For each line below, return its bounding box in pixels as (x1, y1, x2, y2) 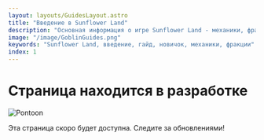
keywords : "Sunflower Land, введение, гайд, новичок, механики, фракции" (8, 41, 255, 49)
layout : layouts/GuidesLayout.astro (8, 11, 128, 20)
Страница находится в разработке (8, 82, 248, 100)
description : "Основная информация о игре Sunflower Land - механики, (8, 26, 244, 34)
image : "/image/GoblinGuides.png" (8, 33, 122, 42)
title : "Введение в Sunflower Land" (8, 19, 128, 27)
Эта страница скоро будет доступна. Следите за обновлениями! (8, 123, 225, 132)
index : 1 (8, 48, 37, 56)
